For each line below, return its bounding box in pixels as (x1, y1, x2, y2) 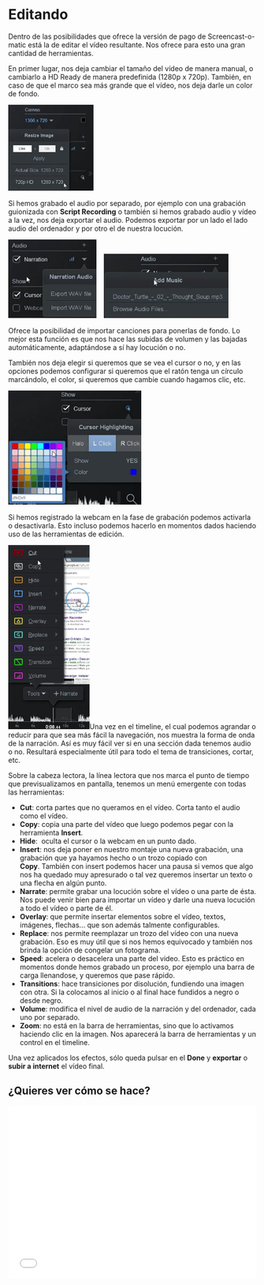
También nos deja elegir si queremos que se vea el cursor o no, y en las (8, 358, 242, 367)
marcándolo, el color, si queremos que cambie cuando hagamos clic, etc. (8, 374, 246, 384)
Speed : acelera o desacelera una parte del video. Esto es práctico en (19, 953, 244, 963)
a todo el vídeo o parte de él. (19, 903, 113, 913)
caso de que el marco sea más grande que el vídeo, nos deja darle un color (8, 81, 253, 90)
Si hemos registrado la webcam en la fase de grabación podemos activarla (8, 512, 251, 522)
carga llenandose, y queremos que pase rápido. (19, 970, 176, 980)
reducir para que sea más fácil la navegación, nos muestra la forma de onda (8, 730, 255, 739)
